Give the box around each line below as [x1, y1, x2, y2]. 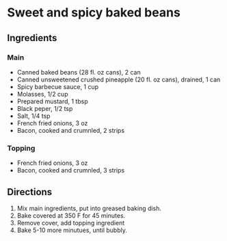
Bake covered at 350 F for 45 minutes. [16, 211, 126, 220]
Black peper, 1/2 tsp [16, 104, 73, 112]
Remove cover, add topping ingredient [16, 218, 125, 227]
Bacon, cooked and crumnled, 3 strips [16, 166, 125, 175]
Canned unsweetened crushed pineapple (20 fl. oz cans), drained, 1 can [16, 75, 221, 84]
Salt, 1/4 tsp [16, 112, 51, 120]
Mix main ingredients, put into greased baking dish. [16, 204, 162, 212]
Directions [7, 186, 53, 198]
